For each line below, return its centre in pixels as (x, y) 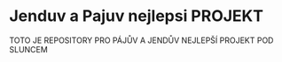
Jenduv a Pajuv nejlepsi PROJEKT (137, 16)
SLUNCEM (29, 49)
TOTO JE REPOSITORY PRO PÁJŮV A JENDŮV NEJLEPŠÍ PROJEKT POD (141, 40)
